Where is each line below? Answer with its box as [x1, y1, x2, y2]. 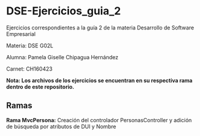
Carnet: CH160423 [6, 65, 53, 72]
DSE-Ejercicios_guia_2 [6, 4, 121, 18]
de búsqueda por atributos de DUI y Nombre [6, 123, 117, 130]
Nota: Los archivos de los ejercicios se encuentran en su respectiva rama [6, 77, 193, 84]
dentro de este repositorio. [6, 83, 74, 90]
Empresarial [6, 30, 36, 37]
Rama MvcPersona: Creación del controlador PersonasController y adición [6, 116, 192, 123]
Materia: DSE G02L [6, 42, 53, 49]
